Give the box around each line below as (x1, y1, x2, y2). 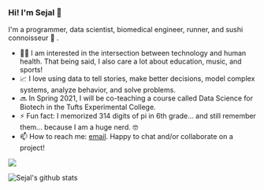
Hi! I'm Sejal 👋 (8, 7, 62, 18)
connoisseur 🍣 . (8, 33, 59, 42)
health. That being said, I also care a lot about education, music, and (19, 57, 242, 66)
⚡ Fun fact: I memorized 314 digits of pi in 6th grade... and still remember (19, 111, 256, 121)
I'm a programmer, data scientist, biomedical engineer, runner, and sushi (8, 25, 244, 35)
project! (19, 143, 45, 152)
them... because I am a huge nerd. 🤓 (19, 122, 139, 132)
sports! (19, 65, 43, 75)
